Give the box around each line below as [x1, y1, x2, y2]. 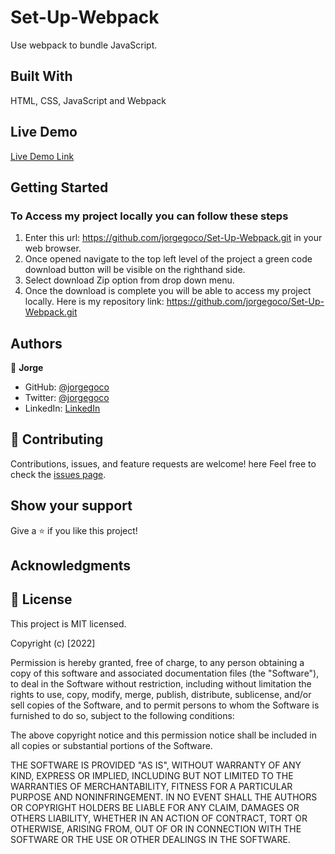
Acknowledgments [10, 557, 132, 575]
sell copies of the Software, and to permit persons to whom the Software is [10, 699, 320, 711]
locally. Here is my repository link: [24, 296, 165, 308]
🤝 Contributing [10, 431, 104, 448]
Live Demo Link [10, 150, 75, 162]
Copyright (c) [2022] [10, 637, 96, 649]
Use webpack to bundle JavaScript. [10, 39, 158, 51]
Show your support [10, 497, 133, 515]
